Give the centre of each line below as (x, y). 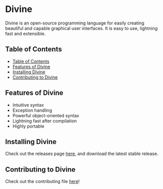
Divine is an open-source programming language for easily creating (75, 23)
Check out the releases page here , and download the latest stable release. (82, 154)
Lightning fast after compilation (44, 121)
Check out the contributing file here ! (42, 182)
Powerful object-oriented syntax (46, 115)
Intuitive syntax (28, 105)
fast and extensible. (25, 33)
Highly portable (28, 126)
